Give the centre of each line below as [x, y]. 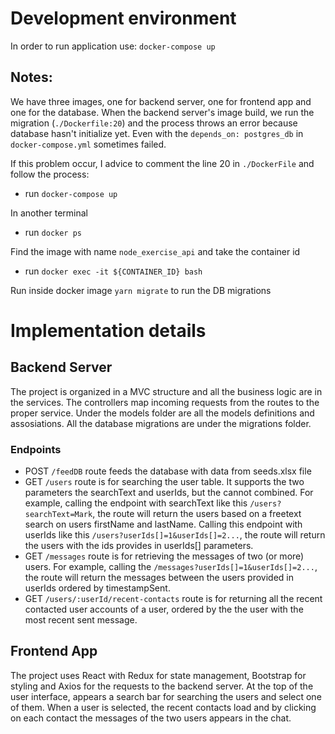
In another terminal [49, 213]
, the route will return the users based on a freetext [197, 514]
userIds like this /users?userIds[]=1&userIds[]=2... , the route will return [175, 535]
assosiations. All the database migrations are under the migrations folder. [161, 423]
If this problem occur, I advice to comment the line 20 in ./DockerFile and [162, 163]
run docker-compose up [71, 193]
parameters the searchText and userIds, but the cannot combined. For [169, 493]
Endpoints [36, 449]
